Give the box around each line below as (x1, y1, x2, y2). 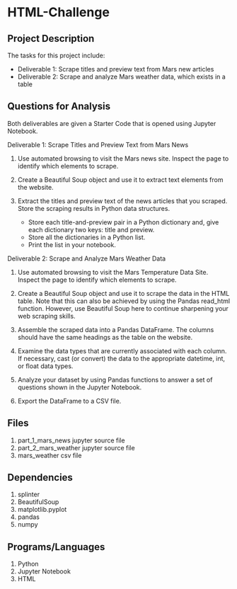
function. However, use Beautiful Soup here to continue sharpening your (17, 304, 229, 312)
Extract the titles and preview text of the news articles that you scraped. (17, 196, 228, 205)
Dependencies (7, 471, 73, 484)
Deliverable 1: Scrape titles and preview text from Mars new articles (17, 65, 214, 73)
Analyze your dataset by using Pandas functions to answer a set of (17, 375, 213, 384)
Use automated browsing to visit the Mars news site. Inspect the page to (17, 154, 229, 163)
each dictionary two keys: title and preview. (28, 225, 155, 234)
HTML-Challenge (7, 4, 110, 21)
